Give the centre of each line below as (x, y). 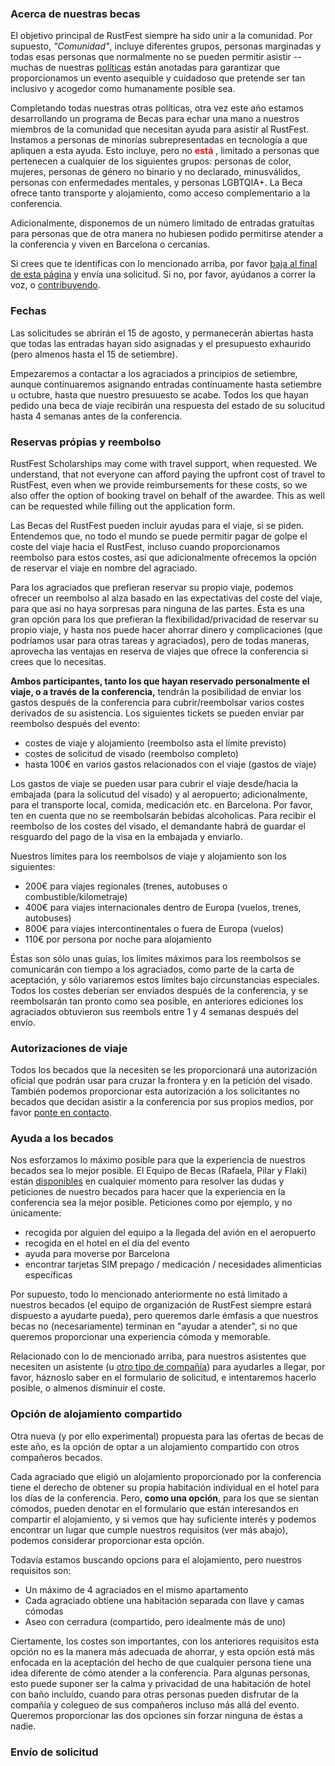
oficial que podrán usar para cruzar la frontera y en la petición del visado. (161, 1081)
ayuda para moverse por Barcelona (97, 1254)
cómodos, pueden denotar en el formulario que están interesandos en (154, 1508)
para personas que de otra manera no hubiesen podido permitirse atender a (167, 234)
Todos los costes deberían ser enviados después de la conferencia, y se (159, 990)
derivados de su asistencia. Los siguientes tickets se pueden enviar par (157, 713)
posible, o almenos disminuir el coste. (88, 1388)
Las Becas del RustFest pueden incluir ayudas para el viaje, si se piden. (157, 525)
